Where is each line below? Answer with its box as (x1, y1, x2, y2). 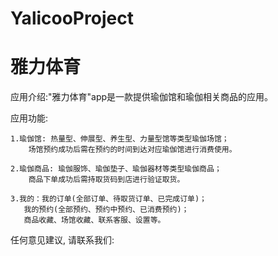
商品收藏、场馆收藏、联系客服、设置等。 (23, 215, 166, 226)
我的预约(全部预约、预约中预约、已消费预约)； (23, 205, 190, 215)
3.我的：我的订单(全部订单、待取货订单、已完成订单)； (10, 194, 208, 204)
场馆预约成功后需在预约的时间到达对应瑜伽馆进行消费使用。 (28, 145, 237, 155)
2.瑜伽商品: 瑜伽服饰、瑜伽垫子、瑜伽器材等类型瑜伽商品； (10, 164, 222, 174)
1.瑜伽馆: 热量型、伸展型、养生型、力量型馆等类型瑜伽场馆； (10, 134, 230, 144)
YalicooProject (10, 7, 134, 30)
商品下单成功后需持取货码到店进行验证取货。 (28, 175, 185, 185)
